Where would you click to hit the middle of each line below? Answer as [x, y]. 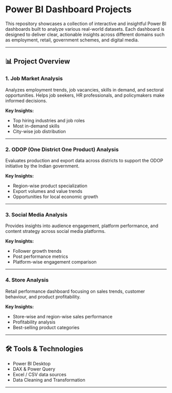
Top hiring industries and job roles [49, 120]
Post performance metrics [40, 256]
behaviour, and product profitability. [43, 297]
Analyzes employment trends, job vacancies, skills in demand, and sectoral [84, 90]
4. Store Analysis [27, 280]
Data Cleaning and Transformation [49, 380]
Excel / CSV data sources [39, 375]
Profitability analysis [34, 322]
